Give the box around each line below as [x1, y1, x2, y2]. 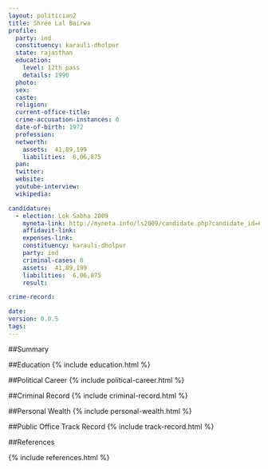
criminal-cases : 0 [22, 256, 84, 264]
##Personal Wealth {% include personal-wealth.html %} [8, 406, 193, 415]
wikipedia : [15, 189, 52, 198]
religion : [15, 101, 48, 109]
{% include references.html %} [8, 452, 110, 462]
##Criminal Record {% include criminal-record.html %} [8, 391, 189, 400]
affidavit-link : [22, 227, 77, 235]
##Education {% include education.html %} [8, 360, 152, 369]
